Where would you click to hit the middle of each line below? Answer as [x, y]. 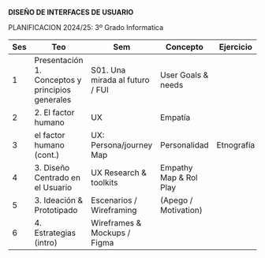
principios [52, 90]
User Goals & [185, 75]
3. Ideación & [59, 200]
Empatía [175, 117]
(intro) [46, 243]
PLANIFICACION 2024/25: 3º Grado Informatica [86, 27]
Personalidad [185, 145]
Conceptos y [58, 80]
